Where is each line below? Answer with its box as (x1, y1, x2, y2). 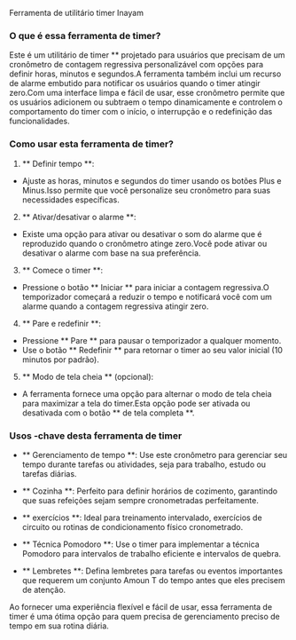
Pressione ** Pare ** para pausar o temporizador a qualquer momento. (21, 335, 282, 345)
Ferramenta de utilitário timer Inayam (9, 8, 144, 18)
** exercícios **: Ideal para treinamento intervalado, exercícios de (21, 512, 263, 523)
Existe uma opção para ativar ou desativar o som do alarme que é (21, 228, 262, 239)
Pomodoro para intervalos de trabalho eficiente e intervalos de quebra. (21, 548, 282, 558)
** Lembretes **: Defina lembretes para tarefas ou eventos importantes (21, 565, 284, 576)
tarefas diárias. (21, 468, 77, 478)
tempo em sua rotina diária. (9, 620, 109, 631)
